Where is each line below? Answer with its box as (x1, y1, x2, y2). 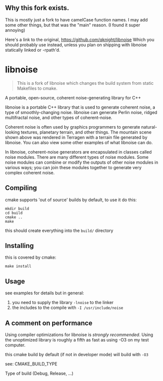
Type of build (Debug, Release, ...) (5, 370, 74, 376)
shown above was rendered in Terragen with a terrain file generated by (5, 134, 147, 140)
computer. (5, 342, 26, 348)
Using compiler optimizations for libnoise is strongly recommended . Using (5, 332, 153, 338)
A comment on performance (5, 319, 92, 327)
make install (5, 264, 32, 269)
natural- (141, 124, 157, 130)
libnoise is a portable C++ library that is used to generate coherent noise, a (5, 104, 156, 110)
